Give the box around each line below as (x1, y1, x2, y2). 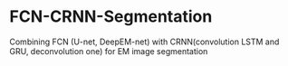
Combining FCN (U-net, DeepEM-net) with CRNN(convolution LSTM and (9, 36, 280, 47)
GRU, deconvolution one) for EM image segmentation (9, 45, 208, 56)
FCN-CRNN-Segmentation (9, 6, 213, 27)
